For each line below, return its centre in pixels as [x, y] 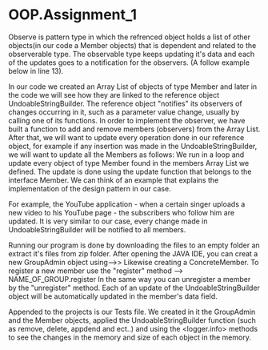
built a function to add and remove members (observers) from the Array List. [134, 129]
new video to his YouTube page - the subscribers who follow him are [121, 212]
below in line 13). [36, 70]
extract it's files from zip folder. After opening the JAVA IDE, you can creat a [133, 253]
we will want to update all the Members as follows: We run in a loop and [126, 155]
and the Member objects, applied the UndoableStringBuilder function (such [132, 320]
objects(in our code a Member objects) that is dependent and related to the [132, 45]
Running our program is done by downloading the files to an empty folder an [134, 245]
